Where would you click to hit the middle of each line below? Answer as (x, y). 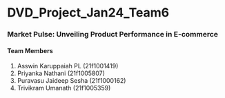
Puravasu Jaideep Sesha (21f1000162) (71, 81)
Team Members (30, 50)
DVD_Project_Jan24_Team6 (88, 13)
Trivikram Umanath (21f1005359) (64, 88)
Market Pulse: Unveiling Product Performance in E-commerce (113, 35)
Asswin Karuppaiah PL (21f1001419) (68, 66)
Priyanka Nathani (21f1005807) (61, 73)
